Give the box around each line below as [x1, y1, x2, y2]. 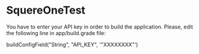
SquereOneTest [6, 4, 86, 17]
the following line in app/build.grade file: [6, 29, 106, 36]
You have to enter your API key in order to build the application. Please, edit [6, 23, 194, 30]
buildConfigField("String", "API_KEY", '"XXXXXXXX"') [6, 41, 138, 48]
